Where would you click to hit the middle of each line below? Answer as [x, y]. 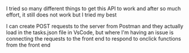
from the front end [29, 45]
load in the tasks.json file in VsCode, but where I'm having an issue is [90, 32]
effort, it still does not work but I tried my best [62, 15]
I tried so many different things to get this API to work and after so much [94, 9]
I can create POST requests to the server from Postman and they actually [95, 26]
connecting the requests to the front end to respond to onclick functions [94, 39]
